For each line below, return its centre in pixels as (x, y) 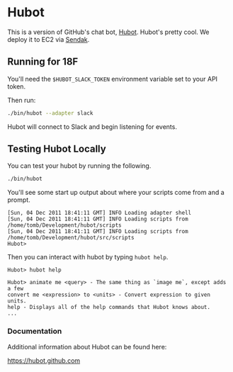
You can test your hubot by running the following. (79, 166)
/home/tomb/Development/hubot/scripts (64, 225)
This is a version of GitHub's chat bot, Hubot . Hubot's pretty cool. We (109, 32)
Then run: (22, 100)
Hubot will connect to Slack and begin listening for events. (92, 126)
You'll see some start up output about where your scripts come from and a (116, 193)
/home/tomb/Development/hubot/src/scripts (71, 238)
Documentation (35, 332)
